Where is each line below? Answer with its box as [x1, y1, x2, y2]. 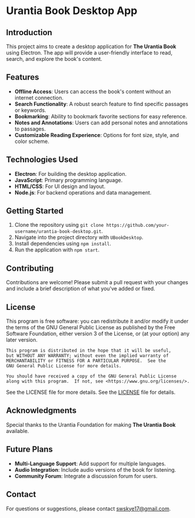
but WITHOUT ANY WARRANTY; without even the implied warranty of [6, 353, 169, 359]
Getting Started [6, 206, 64, 216]
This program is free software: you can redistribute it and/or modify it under [6, 318, 189, 325]
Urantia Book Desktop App [6, 4, 138, 18]
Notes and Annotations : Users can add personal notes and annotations [14, 119, 188, 126]
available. [6, 427, 29, 434]
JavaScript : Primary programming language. [14, 176, 123, 183]
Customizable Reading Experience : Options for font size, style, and [14, 131, 179, 138]
